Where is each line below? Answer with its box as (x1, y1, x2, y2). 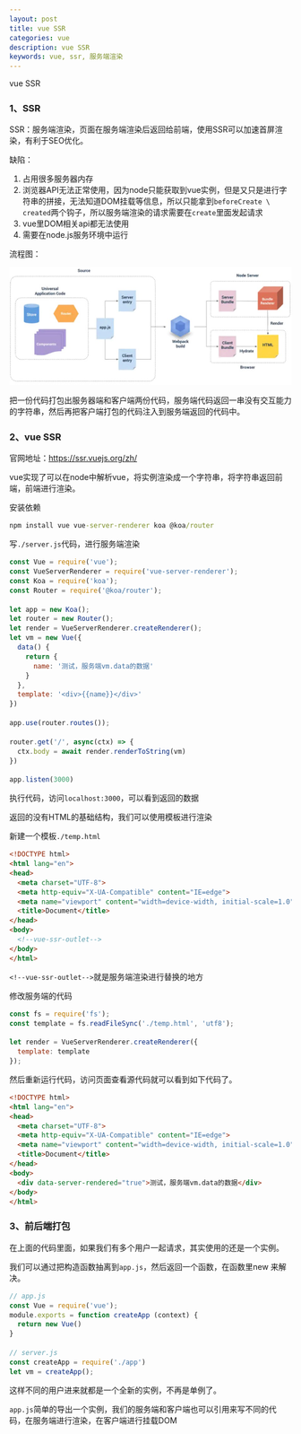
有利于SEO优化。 (24, 136, 89, 146)
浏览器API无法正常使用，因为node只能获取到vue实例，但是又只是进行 (21, 185, 279, 196)
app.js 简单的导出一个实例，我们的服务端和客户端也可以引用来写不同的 (9, 1403, 269, 1414)
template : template (17, 1047, 90, 1056)
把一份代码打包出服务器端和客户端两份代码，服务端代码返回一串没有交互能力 (9, 395, 292, 406)
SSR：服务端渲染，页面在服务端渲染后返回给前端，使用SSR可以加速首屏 (9, 124, 275, 135)
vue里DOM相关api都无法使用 (21, 218, 130, 229)
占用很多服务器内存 (21, 173, 94, 184)
